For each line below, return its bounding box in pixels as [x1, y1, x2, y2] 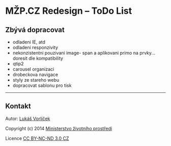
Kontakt [5, 102, 32, 111]
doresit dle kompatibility [12, 55, 64, 61]
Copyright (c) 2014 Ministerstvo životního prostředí [5, 125, 112, 131]
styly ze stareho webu [12, 77, 60, 83]
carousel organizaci [12, 66, 54, 72]
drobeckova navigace [12, 71, 59, 78]
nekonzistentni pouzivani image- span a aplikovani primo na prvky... [12, 50, 156, 56]
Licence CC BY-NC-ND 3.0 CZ [5, 135, 69, 141]
